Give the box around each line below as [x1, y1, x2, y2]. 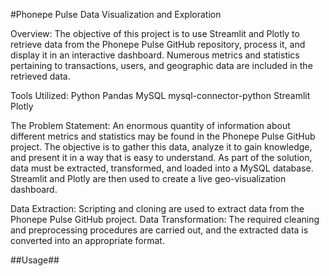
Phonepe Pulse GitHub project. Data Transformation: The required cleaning [10, 214, 320, 225]
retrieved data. [10, 70, 71, 82]
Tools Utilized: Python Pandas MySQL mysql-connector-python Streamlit [10, 90, 311, 101]
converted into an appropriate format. [10, 235, 165, 246]
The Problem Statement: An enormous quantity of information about [10, 120, 291, 131]
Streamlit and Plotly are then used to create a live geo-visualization [10, 173, 287, 184]
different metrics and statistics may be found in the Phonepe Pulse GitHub [10, 130, 316, 142]
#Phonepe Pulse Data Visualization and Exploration [10, 9, 222, 20]
